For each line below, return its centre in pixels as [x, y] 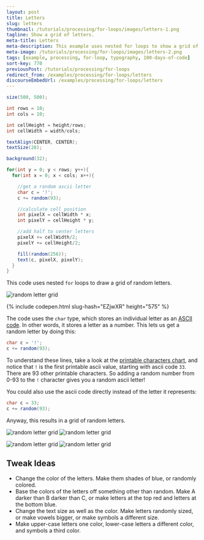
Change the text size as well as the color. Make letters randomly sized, [104, 511]
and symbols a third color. [48, 530]
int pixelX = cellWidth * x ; [55, 215]
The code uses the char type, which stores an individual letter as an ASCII [100, 318]
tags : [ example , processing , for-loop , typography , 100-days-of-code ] [98, 58]
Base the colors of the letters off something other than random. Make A [105, 491]
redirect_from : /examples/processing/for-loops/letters [79, 75]
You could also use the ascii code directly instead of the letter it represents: [102, 391]
